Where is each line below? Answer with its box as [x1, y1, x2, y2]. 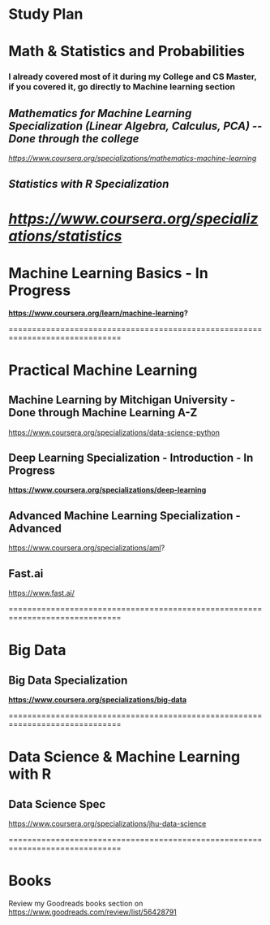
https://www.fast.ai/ [8, 588, 75, 598]
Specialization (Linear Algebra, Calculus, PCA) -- [8, 119, 263, 132]
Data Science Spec [8, 797, 106, 811]
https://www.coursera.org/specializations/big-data [8, 695, 187, 705]
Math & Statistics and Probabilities [8, 42, 246, 61]
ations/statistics [8, 227, 122, 245]
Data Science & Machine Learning [8, 748, 241, 766]
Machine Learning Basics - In [8, 263, 208, 282]
